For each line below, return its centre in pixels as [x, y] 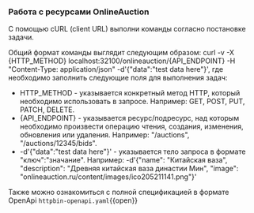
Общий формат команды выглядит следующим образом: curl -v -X [121, 53]
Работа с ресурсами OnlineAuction [79, 12]
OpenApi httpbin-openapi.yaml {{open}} [73, 200]
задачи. [21, 37]
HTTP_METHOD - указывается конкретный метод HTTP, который [130, 93]
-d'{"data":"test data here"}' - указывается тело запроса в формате [133, 151]
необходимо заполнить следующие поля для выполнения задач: [118, 78]
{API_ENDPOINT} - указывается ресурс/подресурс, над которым [129, 118]
